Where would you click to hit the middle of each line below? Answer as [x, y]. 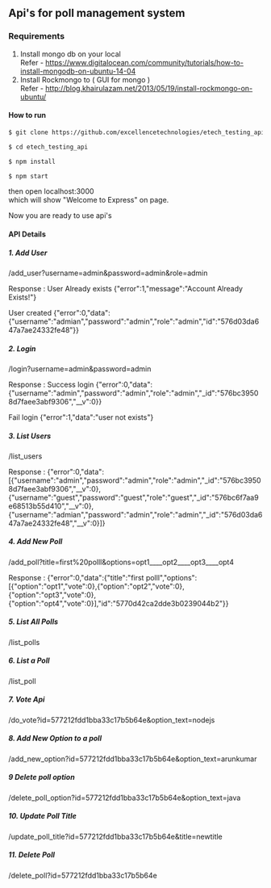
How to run [27, 115]
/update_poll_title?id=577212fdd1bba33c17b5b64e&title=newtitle [116, 836]
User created [30, 312]
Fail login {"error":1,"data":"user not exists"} [81, 417]
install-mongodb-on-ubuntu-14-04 [78, 71]
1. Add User [28, 253]
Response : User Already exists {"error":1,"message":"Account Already [126, 288]
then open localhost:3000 [51, 191]
